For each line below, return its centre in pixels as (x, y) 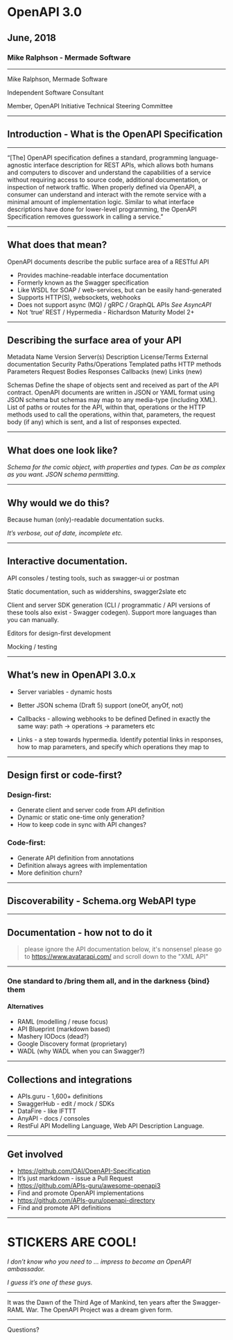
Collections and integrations (70, 1079)
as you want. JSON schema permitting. (63, 475)
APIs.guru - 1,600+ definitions (60, 1096)
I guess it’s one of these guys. (50, 1282)
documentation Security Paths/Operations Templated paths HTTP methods (114, 365)
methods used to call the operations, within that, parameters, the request (111, 414)
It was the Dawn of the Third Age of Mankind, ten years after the (99, 1302)
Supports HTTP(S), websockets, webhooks (79, 297)
